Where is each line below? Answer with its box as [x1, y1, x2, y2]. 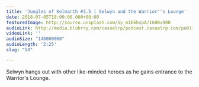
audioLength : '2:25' [6, 42, 57, 48]
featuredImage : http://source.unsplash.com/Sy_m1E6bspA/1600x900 [6, 19, 171, 25]
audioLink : [6, 25, 33, 31]
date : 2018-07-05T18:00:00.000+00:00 [6, 14, 99, 20]
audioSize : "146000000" [6, 36, 65, 42]
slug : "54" [6, 47, 33, 53]
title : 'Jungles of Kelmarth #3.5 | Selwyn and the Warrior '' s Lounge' [6, 8, 187, 15]
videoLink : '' [6, 31, 41, 36]
